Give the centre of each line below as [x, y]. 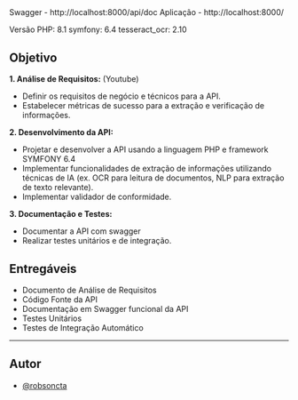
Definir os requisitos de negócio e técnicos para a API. [122, 96]
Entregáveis [43, 269]
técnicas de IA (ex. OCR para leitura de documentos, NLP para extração [153, 178]
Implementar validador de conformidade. [97, 197]
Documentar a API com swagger [81, 231]
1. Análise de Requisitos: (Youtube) [74, 79]
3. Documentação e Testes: [61, 214]
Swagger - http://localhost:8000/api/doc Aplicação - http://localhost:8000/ [147, 12]
